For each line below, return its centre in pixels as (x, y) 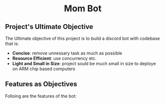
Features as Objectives (41, 84)
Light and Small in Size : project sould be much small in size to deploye (84, 64)
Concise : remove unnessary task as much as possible (67, 53)
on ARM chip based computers (44, 69)
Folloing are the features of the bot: (41, 96)
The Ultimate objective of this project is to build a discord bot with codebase (82, 38)
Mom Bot (83, 9)
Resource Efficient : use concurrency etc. (54, 58)
